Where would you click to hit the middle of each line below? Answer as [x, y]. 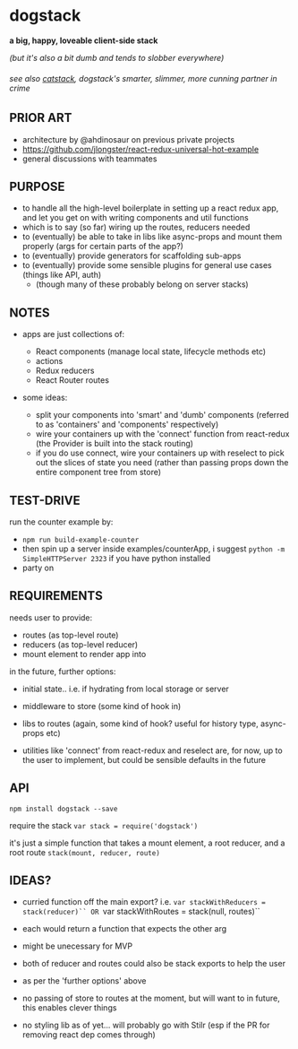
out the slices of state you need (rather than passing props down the [162, 463]
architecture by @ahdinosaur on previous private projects [128, 139]
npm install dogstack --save [64, 809]
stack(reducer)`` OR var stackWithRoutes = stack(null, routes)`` [141, 912]
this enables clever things [69, 1008]
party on [38, 568]
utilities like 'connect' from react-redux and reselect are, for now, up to [153, 750]
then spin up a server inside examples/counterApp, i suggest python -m [153, 549]
